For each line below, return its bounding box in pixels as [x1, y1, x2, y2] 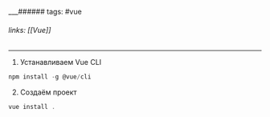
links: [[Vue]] [8, 25, 51, 34]
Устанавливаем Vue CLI [19, 58, 102, 67]
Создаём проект [19, 87, 78, 97]
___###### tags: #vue [8, 7, 82, 16]
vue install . [8, 103, 56, 111]
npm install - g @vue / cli [8, 73, 92, 81]
